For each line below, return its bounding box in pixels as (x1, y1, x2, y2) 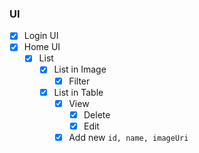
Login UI (23, 30, 59, 42)
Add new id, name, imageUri (68, 131, 189, 143)
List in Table (53, 86, 104, 98)
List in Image (53, 63, 107, 76)
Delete (83, 108, 111, 121)
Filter (68, 75, 91, 87)
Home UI (23, 41, 61, 53)
